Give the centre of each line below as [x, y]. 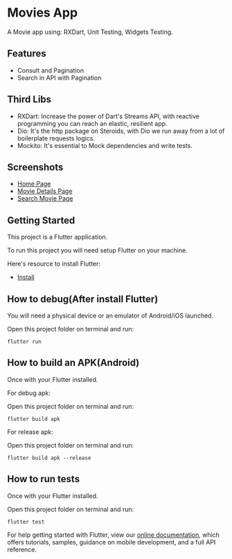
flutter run [24, 342]
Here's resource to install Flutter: [54, 264]
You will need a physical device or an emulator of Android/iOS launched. [110, 315]
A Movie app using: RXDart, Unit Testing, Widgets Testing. [90, 32]
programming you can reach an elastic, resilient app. [92, 123]
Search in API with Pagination [59, 77]
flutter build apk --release [49, 458]
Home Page [34, 184]
